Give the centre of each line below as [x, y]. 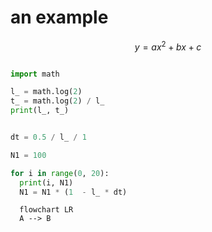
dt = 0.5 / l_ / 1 [48, 137]
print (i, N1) [46, 182]
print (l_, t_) [40, 111]
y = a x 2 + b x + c [168, 46]
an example [59, 17]
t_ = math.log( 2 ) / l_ [57, 101]
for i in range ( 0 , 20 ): [60, 173]
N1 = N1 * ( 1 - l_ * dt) [73, 192]
